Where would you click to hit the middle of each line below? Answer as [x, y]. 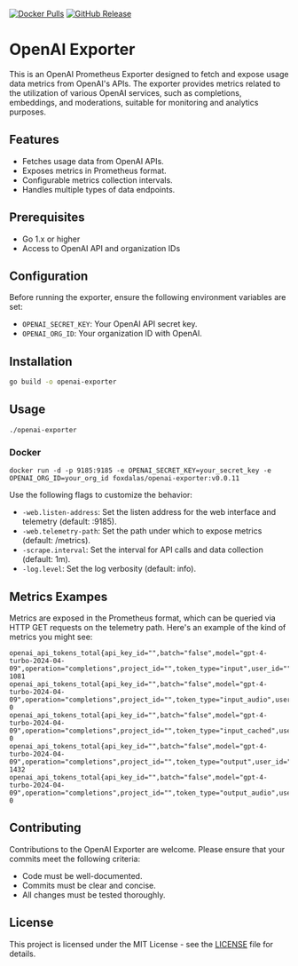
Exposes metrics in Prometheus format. [94, 170]
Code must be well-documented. [82, 875]
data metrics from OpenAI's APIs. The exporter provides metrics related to [145, 83]
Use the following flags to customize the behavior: [101, 495]
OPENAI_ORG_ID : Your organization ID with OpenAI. [112, 334]
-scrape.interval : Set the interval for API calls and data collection [142, 550]
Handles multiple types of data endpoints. [98, 189]
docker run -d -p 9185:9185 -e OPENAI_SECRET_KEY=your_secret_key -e [141, 471]
